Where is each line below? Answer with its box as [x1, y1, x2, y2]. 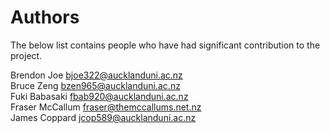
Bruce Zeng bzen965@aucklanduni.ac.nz [10, 79, 181, 91]
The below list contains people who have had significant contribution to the [10, 39, 321, 51]
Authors [10, 6, 80, 29]
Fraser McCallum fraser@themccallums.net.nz [10, 101, 202, 113]
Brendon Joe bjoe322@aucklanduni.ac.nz [10, 69, 183, 81]
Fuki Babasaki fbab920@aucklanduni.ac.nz [10, 90, 189, 102]
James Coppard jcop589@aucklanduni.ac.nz [10, 111, 197, 123]
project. [10, 49, 43, 61]
